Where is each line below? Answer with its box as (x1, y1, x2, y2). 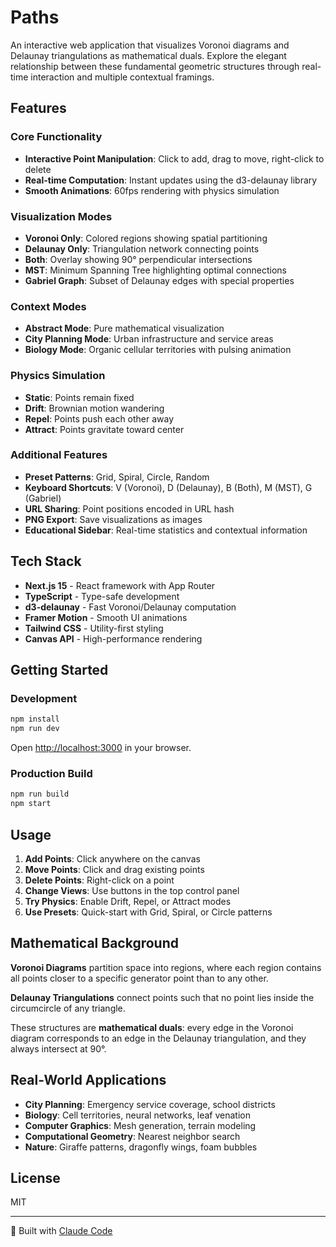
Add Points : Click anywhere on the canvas (24, 852, 201, 865)
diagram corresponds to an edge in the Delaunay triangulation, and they (10, 1032, 307, 1044)
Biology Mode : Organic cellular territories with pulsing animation (24, 344, 292, 356)
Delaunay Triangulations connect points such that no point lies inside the (10, 991, 315, 1003)
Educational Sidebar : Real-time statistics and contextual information (24, 524, 308, 536)
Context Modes (10, 299, 87, 313)
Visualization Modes (10, 209, 113, 223)
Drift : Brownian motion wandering (24, 402, 165, 414)
